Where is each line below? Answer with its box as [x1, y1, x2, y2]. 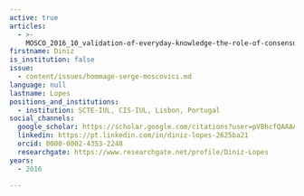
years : [9, 155, 34, 165]
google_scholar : [17, 123, 79, 132]
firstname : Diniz [9, 47, 75, 56]
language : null [9, 80, 67, 89]
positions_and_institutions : [9, 97, 119, 107]
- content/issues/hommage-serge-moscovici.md [17, 72, 193, 81]
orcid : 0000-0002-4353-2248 [17, 139, 124, 148]
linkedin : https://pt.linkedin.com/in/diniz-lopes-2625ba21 [17, 131, 249, 140]
